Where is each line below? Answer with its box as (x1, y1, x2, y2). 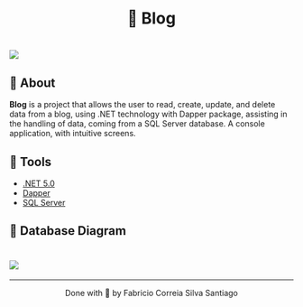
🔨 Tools (9, 153, 52, 170)
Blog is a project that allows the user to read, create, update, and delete (9, 99, 276, 110)
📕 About (9, 75, 56, 90)
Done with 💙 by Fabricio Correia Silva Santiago (64, 288, 239, 299)
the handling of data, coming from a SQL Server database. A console (9, 118, 266, 129)
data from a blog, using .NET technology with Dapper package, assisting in (9, 108, 288, 120)
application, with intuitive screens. (9, 128, 137, 139)
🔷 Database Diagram (9, 223, 126, 238)
